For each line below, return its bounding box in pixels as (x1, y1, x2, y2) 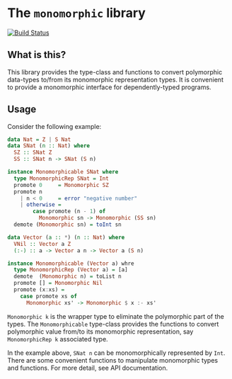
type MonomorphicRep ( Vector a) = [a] (13, 266, 129, 273)
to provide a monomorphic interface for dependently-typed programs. (7, 83, 211, 91)
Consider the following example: (7, 122, 102, 130)
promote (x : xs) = (13, 286, 65, 293)
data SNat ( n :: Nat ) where (7, 142, 91, 149)
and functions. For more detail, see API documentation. (7, 363, 168, 372)
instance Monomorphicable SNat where (7, 169, 119, 176)
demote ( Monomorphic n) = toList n (13, 273, 122, 281)
